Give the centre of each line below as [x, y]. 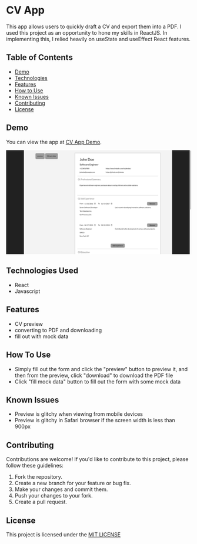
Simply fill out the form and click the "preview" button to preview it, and [101, 369]
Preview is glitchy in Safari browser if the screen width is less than [95, 420]
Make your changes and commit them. [61, 489]
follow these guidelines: [35, 466]
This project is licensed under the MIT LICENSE [64, 534]
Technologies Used [42, 271]
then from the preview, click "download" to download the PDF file [94, 375]
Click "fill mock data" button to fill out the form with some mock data [98, 381]
